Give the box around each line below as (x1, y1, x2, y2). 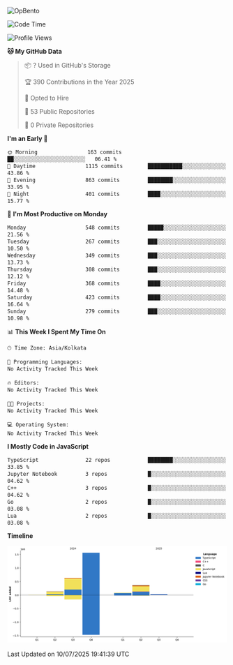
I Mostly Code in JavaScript (7, 442, 89, 450)
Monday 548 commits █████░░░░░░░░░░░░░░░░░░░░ (7, 224, 227, 231)
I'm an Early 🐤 (7, 135, 48, 142)
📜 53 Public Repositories (24, 107, 96, 115)
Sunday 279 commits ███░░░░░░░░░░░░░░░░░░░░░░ (7, 308, 227, 315)
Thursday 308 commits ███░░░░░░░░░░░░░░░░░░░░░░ (7, 266, 227, 273)
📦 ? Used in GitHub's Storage (24, 61, 112, 69)
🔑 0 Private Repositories (24, 121, 94, 129)
